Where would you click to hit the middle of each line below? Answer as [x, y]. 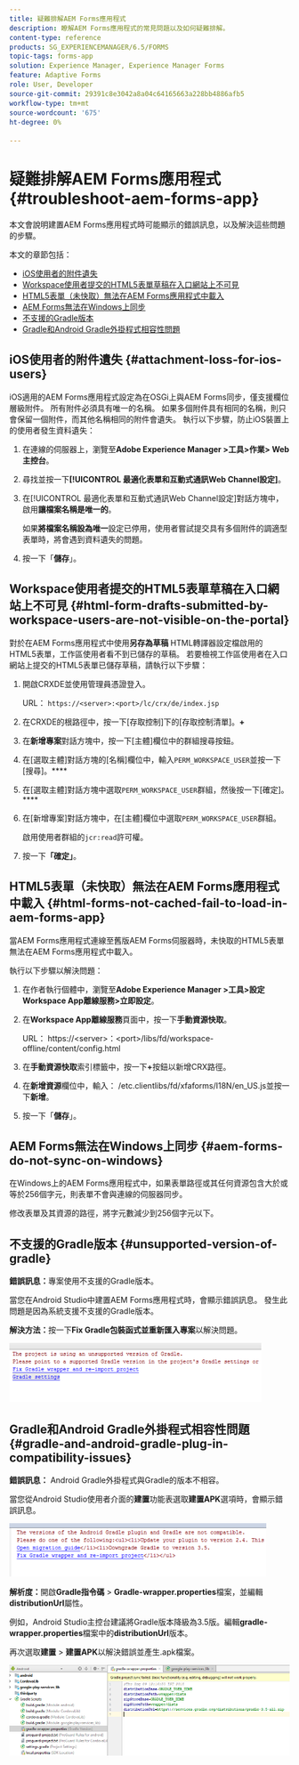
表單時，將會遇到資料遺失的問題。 [85, 539]
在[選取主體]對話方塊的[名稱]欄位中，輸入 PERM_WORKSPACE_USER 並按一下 [152, 759]
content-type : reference [55, 37]
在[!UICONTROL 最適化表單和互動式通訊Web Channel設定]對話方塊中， [153, 498]
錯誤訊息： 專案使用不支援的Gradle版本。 [84, 1281]
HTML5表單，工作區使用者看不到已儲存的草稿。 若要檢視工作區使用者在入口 [149, 653]
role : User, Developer [51, 85]
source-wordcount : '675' [55, 113]
